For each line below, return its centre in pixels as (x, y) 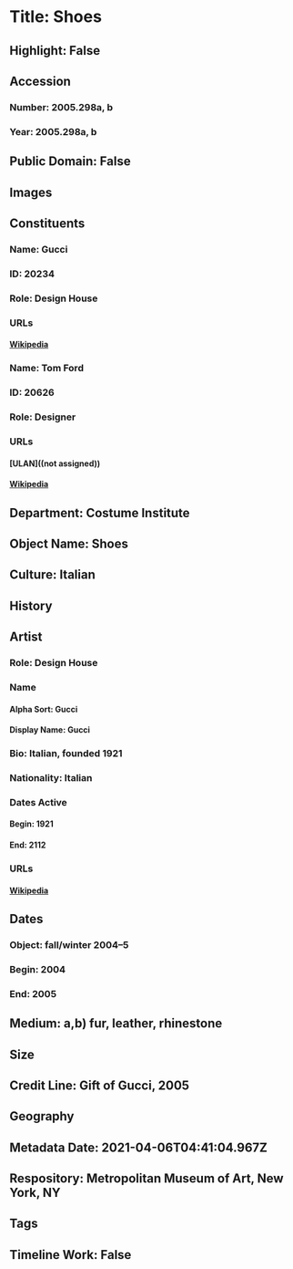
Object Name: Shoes (69, 543)
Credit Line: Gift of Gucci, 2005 (99, 1085)
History (31, 605)
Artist (26, 637)
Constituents (47, 223)
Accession (40, 81)
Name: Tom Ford (47, 369)
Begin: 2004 (38, 969)
